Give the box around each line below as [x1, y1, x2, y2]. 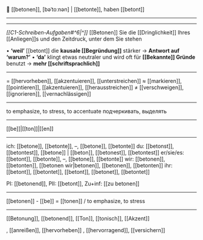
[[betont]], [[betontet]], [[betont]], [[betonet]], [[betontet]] [6, 168, 150, 175]
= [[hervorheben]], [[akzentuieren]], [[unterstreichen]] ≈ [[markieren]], [6, 78, 182, 84]
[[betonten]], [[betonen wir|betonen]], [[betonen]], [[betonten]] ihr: [6, 162, 173, 169]
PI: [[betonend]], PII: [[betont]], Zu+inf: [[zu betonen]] [6, 180, 140, 187]
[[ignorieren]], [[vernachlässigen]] [6, 90, 91, 97]
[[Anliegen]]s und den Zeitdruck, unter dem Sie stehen [6, 35, 142, 42]
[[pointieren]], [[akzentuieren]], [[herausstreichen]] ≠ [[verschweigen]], [6, 84, 184, 91]
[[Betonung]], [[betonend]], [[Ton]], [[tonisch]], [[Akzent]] [6, 215, 150, 222]
